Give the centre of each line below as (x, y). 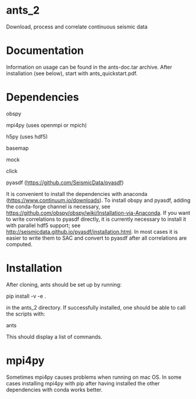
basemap (17, 148)
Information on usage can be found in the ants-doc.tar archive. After (89, 67)
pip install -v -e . (26, 296)
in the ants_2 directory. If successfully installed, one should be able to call (96, 307)
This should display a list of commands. (54, 337)
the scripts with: (26, 314)
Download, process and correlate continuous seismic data (77, 27)
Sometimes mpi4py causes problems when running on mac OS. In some (94, 377)
